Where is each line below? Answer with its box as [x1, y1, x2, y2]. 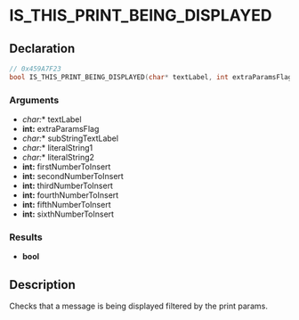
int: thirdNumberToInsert [21, 180, 114, 192]
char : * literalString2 [21, 152, 95, 163]
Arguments [9, 94, 60, 106]
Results [9, 231, 43, 243]
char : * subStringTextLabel [21, 133, 118, 144]
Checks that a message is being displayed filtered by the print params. [9, 300, 269, 312]
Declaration [9, 41, 76, 56]
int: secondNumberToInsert [21, 171, 125, 182]
